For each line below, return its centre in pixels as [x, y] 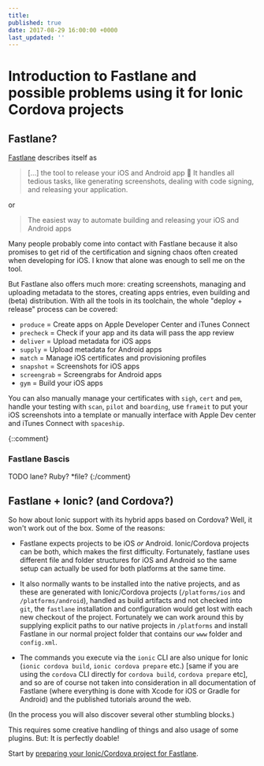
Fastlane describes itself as [52, 157]
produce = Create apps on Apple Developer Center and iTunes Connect [135, 324]
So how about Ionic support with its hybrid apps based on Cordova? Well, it [130, 520]
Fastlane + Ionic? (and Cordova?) [91, 501]
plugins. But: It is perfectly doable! [64, 738]
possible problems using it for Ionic [126, 93]
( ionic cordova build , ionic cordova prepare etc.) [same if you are [129, 666]
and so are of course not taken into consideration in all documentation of [138, 683]
